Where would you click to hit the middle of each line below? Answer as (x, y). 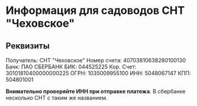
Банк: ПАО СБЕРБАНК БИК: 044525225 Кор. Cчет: (71, 67)
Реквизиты (28, 46)
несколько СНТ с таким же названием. (57, 98)
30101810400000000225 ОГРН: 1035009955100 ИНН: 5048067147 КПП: (98, 73)
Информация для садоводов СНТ (95, 11)
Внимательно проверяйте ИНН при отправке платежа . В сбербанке (96, 91)
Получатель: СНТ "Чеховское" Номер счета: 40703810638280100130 (96, 60)
